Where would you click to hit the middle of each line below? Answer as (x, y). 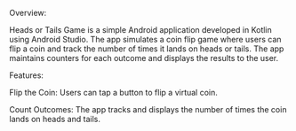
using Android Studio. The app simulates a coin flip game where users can (145, 39)
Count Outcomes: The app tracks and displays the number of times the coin (148, 109)
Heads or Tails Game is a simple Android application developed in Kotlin (141, 30)
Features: (27, 75)
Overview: (28, 13)
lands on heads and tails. (55, 119)
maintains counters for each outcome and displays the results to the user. (144, 58)
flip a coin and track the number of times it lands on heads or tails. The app (147, 49)
